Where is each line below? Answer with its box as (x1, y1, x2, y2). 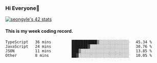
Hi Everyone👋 (5, 5, 40, 12)
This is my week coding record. (5, 28, 73, 34)
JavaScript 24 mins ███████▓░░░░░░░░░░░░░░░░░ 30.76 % (5, 44, 152, 49)
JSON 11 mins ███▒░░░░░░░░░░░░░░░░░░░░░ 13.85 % (5, 48, 152, 53)
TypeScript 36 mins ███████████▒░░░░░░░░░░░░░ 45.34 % (5, 39, 152, 45)
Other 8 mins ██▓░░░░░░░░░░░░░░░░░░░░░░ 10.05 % (5, 53, 152, 58)
